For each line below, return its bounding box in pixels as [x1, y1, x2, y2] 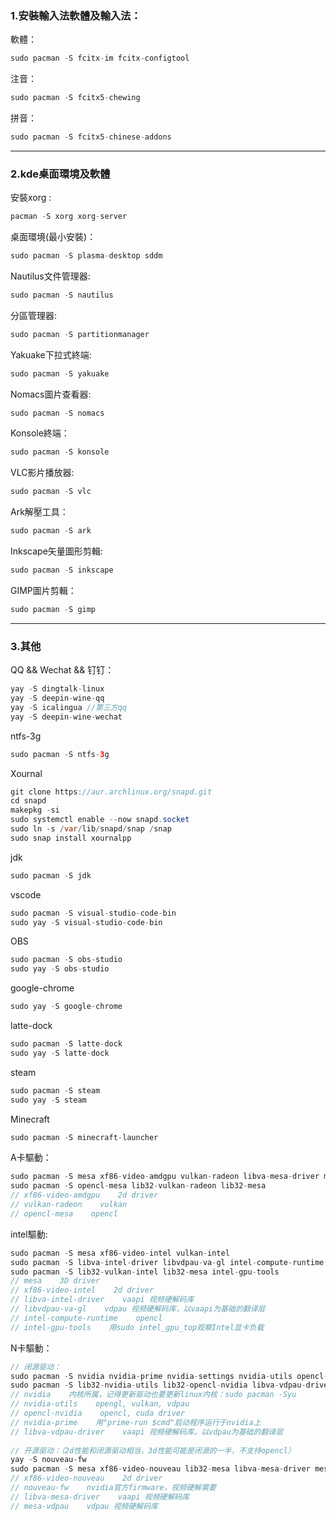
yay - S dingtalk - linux [10, 684, 105, 694]
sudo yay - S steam [10, 1095, 87, 1105]
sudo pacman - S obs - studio [10, 955, 123, 965]
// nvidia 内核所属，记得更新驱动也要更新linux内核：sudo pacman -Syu [10, 1390, 297, 1400]
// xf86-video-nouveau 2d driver [10, 1473, 163, 1484]
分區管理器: [10, 309, 58, 321]
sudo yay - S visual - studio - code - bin [10, 917, 163, 927]
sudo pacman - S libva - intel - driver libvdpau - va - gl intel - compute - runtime [10, 1257, 325, 1267]
